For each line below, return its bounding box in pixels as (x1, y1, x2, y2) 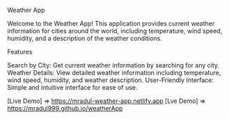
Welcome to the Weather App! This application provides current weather (7, 19, 215, 27)
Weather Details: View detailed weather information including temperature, (7, 69, 221, 77)
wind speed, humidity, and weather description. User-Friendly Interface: (7, 76, 214, 84)
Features (7, 48, 33, 56)
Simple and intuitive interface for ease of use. (7, 84, 138, 91)
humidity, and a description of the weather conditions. (7, 34, 162, 42)
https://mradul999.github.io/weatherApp (7, 104, 123, 112)
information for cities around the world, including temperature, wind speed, (7, 27, 223, 35)
